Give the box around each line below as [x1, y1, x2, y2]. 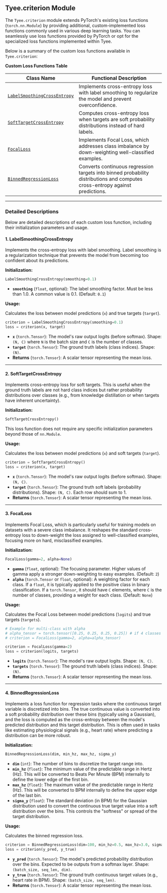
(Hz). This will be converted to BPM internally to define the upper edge [12, 787, 158, 793]
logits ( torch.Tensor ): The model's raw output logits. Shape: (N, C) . [12, 658, 154, 664]
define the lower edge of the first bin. [12, 777, 89, 783]
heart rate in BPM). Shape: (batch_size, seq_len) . [12, 877, 116, 883]
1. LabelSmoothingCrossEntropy [5, 236, 74, 242]
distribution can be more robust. [5, 733, 71, 739]
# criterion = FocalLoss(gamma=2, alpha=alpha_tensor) [5, 635, 121, 640]
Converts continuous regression [79, 163, 154, 170]
